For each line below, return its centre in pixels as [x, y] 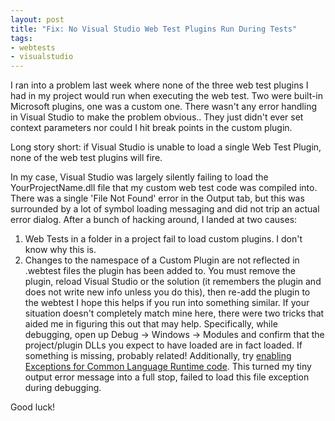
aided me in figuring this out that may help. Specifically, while [151, 324]
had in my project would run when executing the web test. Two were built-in [167, 96]
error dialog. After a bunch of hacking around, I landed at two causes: [154, 220]
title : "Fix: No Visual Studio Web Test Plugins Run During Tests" [154, 29]
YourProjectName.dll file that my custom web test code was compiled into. [164, 188]
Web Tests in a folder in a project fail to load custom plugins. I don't [163, 239]
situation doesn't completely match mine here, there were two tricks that [174, 313]
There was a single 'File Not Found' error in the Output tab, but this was [157, 198]
